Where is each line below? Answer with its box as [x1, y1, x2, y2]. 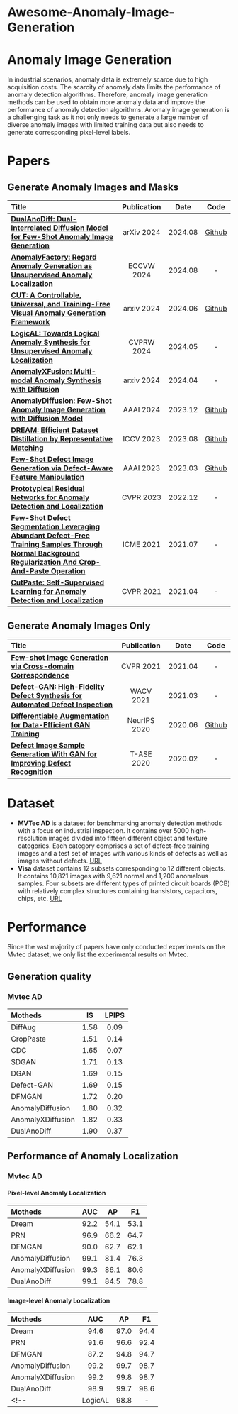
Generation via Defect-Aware [11, 463, 113, 473]
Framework [11, 317, 50, 327]
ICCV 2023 [123, 434, 161, 444]
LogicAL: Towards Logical [11, 328, 100, 338]
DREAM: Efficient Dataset [11, 425, 99, 435]
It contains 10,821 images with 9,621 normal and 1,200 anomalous [17, 871, 209, 880]
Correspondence [11, 670, 69, 680]
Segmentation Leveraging [11, 522, 101, 532]
